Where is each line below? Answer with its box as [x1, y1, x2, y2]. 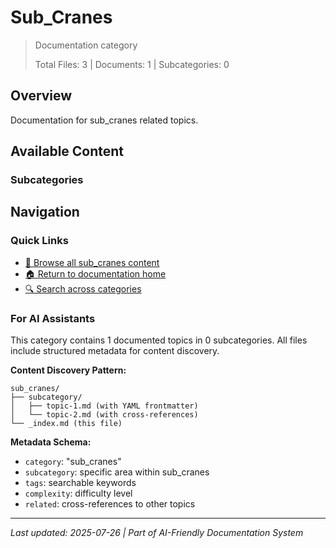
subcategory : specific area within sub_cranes [24, 466, 210, 478]
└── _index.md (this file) [10, 419, 123, 429]
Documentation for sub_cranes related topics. [10, 114, 199, 126]
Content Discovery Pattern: [10, 364, 127, 376]
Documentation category [34, 39, 138, 51]
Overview [10, 87, 73, 105]
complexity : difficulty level [24, 487, 133, 500]
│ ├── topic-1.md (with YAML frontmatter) [10, 401, 199, 411]
